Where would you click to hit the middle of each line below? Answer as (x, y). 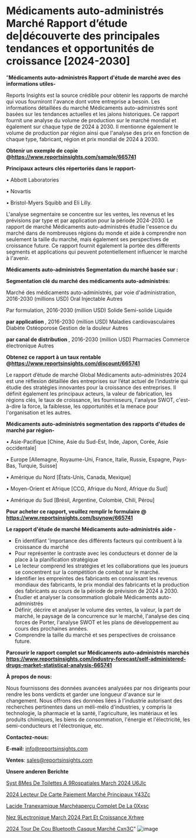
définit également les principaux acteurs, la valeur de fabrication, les (89, 394)
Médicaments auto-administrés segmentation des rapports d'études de (96, 424)
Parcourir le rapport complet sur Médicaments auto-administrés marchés (98, 652)
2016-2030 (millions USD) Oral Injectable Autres (64, 298)
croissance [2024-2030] (68, 61)
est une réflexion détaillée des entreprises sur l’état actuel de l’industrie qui (97, 381)
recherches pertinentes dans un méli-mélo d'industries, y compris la (89, 707)
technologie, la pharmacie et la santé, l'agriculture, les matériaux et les (92, 713)
